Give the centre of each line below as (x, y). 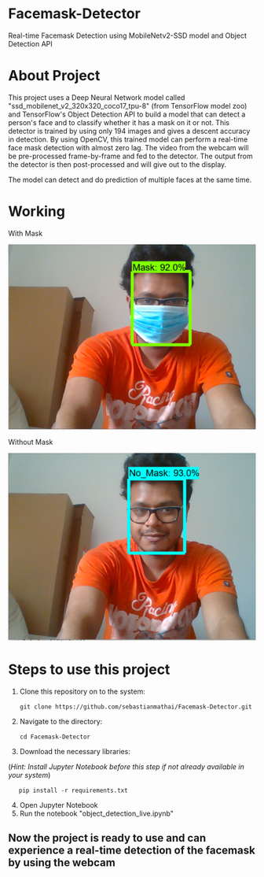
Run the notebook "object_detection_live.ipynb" (97, 813)
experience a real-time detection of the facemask (132, 851)
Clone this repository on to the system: (82, 691)
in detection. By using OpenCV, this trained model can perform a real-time (128, 139)
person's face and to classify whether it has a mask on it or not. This (119, 122)
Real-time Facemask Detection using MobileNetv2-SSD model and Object (128, 35)
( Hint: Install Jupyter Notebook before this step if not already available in (126, 766)
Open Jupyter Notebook (59, 805)
